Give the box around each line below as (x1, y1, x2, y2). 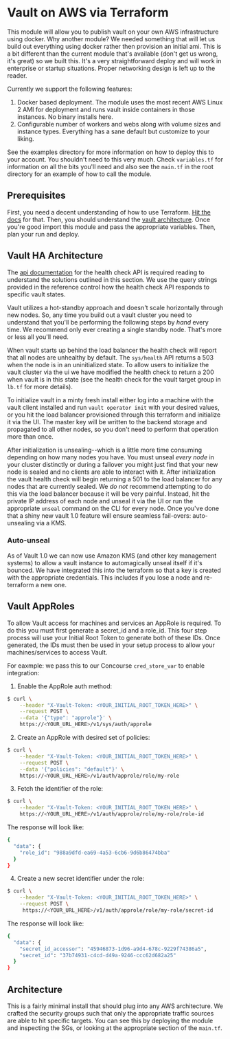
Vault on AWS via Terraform (7, 5, 170, 21)
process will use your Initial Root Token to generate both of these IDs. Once (7, 633, 221, 642)
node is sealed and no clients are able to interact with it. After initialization (7, 468, 216, 476)
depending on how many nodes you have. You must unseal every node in (7, 452, 215, 461)
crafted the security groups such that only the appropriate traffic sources (7, 1009, 214, 1017)
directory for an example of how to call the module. (7, 170, 152, 178)
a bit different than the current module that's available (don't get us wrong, (7, 50, 218, 58)
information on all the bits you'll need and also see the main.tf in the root (7, 162, 214, 171)
